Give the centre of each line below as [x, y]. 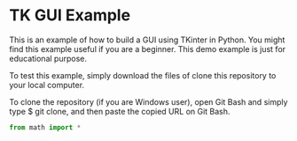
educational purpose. [48, 58]
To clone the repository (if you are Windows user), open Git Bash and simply [148, 101]
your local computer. [47, 85]
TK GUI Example [70, 15]
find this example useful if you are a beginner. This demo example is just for [148, 48]
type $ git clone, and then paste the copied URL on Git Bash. [120, 111]
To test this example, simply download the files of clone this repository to [143, 75]
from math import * [45, 127]
